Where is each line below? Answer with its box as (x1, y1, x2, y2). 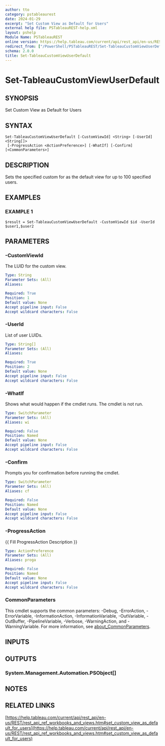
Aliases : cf (5, 489, 29, 494)
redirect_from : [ (5, 44, 41, 49)
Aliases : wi (5, 420, 29, 425)
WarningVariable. (5, 623, 40, 629)
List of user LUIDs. (5, 332, 43, 338)
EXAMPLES (5, 194, 41, 202)
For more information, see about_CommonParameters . (41, 623, 151, 629)
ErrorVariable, (5, 613, 33, 619)
